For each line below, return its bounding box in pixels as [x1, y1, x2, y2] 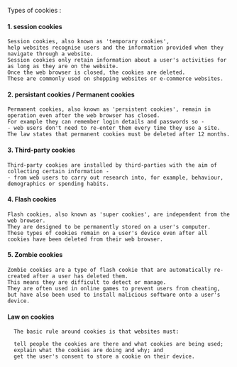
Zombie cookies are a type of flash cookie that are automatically [7, 266, 211, 274]
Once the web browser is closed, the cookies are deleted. [7, 69, 186, 77]
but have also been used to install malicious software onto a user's [7, 291, 221, 299]
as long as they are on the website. [7, 63, 119, 70]
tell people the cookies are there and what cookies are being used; [13, 341, 224, 348]
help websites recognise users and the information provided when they [7, 44, 224, 52]
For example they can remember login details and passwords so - [7, 119, 204, 126]
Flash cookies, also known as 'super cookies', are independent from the [7, 211, 231, 218]
